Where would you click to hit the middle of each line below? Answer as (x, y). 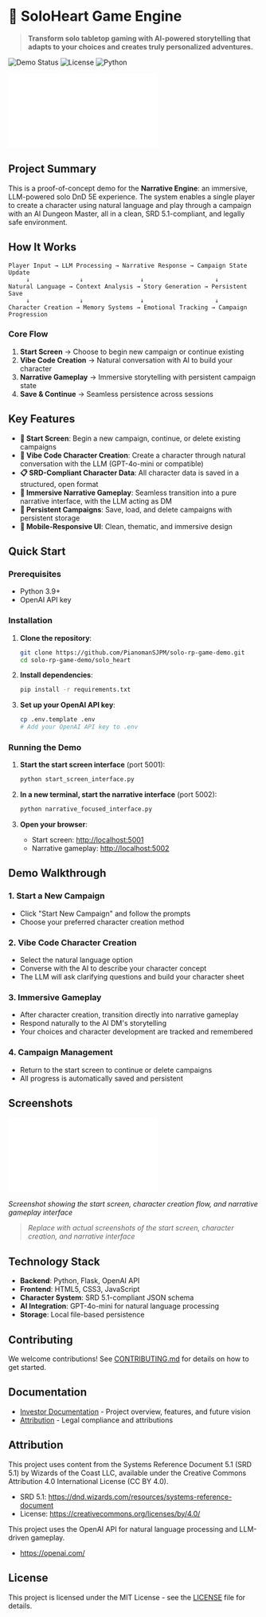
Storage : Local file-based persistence (82, 1315)
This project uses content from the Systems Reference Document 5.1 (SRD (130, 1464)
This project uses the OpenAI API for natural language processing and (123, 1529)
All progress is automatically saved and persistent (101, 1078)
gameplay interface (41, 1213)
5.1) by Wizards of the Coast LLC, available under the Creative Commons (127, 1473)
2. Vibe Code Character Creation (72, 942)
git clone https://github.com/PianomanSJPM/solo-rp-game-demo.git (132, 653)
